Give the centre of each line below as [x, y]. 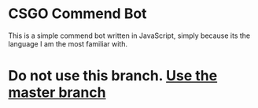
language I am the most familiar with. [68, 43]
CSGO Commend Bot [77, 14]
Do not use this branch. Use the [113, 76]
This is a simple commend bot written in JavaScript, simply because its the [129, 35]
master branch [57, 93]
